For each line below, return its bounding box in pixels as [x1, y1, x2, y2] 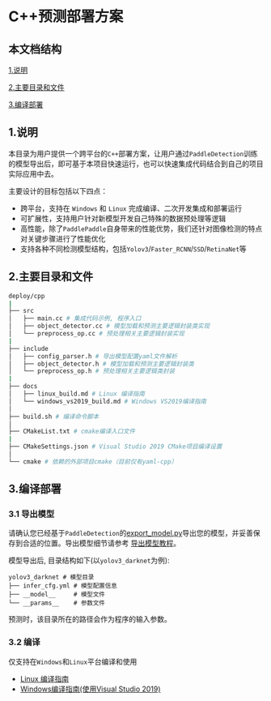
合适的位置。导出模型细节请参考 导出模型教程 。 [22, 538, 180, 548]
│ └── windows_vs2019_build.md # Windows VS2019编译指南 [8, 397, 207, 405]
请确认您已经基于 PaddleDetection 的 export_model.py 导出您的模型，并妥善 [8, 528, 253, 538]
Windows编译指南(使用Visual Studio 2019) [19, 684, 161, 694]
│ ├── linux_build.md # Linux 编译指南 [8, 390, 146, 398]
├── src [8, 307, 35, 315]
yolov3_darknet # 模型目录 [8, 573, 95, 582]
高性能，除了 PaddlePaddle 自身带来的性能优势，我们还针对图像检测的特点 [19, 224, 263, 233]
